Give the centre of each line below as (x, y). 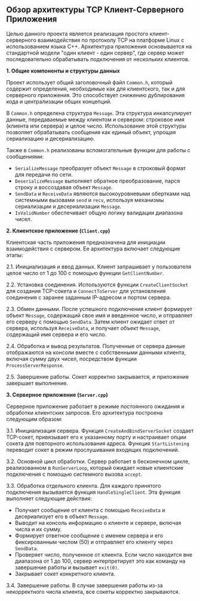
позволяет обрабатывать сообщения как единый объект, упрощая (91, 132)
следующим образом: (34, 419)
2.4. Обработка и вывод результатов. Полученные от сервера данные (96, 346)
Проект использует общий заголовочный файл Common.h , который (90, 82)
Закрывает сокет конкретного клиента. (65, 573)
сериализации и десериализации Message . (68, 206)
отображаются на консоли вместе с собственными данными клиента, (96, 352)
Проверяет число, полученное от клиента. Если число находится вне (104, 554)
